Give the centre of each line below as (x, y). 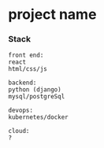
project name (52, 15)
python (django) (35, 90)
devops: (21, 111)
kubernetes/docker (38, 117)
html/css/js (28, 69)
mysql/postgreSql (37, 97)
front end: (26, 55)
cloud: (19, 131)
